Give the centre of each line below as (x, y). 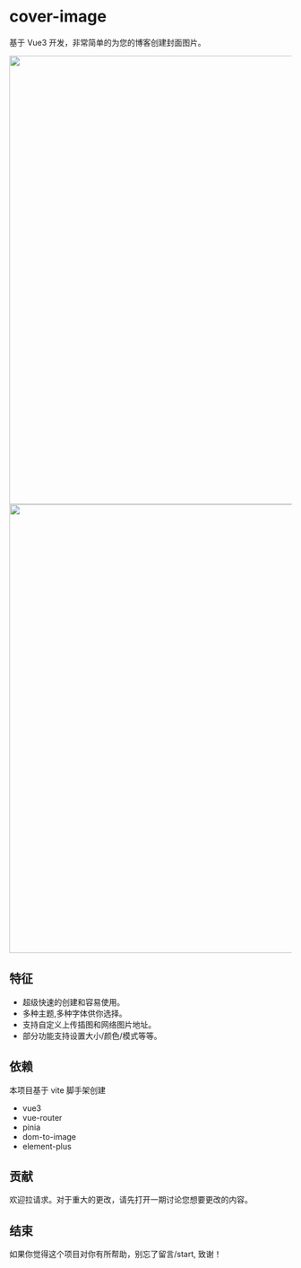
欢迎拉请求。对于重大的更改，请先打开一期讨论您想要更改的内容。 (131, 1200)
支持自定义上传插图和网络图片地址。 (89, 1024)
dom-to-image (49, 1136)
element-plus (47, 1146)
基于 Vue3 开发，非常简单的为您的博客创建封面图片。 (107, 42)
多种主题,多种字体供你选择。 (74, 1013)
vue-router (42, 1117)
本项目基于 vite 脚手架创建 (57, 1090)
